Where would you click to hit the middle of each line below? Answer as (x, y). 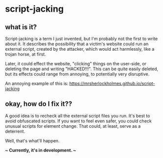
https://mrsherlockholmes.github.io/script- (112, 83)
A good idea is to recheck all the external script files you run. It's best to (78, 116)
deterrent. (15, 131)
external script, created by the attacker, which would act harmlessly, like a (80, 49)
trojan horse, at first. (26, 54)
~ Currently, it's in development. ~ (41, 150)
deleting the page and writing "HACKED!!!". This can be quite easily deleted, (82, 69)
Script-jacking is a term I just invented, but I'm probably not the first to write (81, 39)
